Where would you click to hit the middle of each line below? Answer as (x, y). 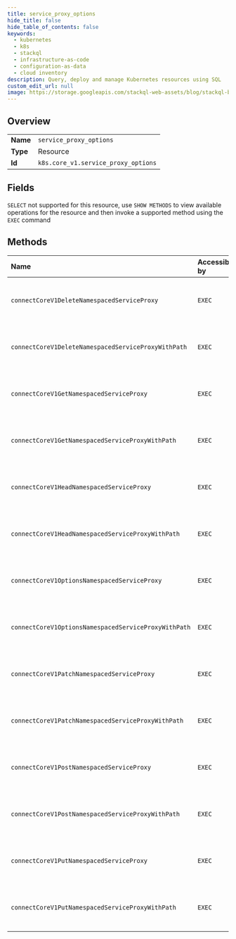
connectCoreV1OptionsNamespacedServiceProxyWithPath (101, 627)
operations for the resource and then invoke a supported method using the (115, 212)
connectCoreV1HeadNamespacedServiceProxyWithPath (96, 534)
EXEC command (29, 220)
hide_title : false (34, 20)
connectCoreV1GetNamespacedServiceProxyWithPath (94, 440)
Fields (21, 188)
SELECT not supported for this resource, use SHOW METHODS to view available (114, 204)
